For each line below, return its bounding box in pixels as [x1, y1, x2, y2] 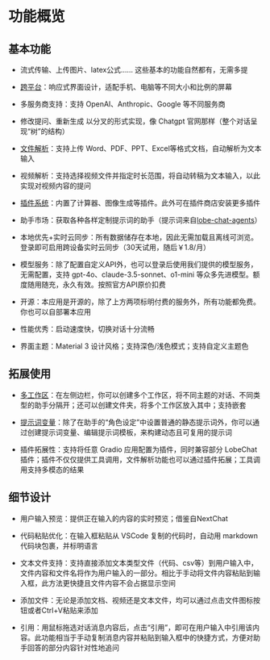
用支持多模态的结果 [19, 465, 85, 474]
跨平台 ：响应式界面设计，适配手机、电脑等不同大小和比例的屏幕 [19, 82, 232, 91]
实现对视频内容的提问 [19, 181, 91, 190]
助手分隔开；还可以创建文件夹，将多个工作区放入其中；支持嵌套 [34, 400, 247, 410]
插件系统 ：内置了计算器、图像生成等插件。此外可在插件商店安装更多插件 [19, 198, 260, 207]
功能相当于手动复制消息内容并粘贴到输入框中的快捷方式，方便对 [41, 633, 254, 642]
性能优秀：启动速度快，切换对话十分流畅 [19, 324, 155, 333]
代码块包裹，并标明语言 [19, 541, 98, 550]
